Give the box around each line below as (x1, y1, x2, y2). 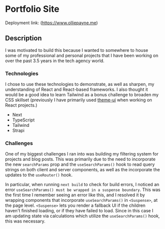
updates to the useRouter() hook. (5, 172, 73, 178)
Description (5, 34, 42, 42)
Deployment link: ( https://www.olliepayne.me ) (5, 20, 98, 26)
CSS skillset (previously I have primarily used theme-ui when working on (5, 97, 153, 103)
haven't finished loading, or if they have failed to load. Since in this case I (5, 208, 154, 214)
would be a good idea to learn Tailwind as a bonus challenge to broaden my (5, 92, 159, 98)
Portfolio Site (5, 3, 60, 15)
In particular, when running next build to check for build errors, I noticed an (5, 182, 160, 188)
